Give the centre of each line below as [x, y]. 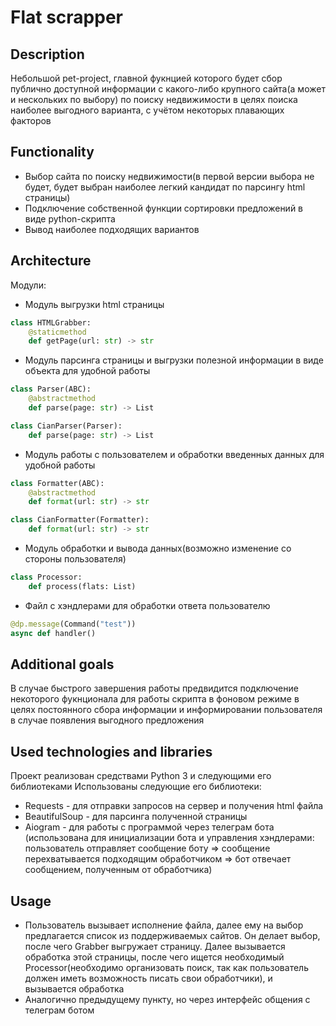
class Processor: [46, 577]
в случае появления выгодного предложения [107, 720]
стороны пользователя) [75, 559]
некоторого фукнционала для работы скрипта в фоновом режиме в [155, 699]
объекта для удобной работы [87, 371]
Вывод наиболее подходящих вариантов [112, 229]
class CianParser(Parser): [66, 426]
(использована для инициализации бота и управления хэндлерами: [169, 838]
